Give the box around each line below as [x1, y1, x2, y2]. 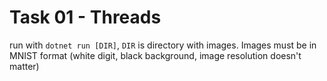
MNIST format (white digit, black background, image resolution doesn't [9, 49, 302, 61]
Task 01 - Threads [9, 6, 162, 29]
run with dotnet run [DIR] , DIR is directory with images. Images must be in [9, 39, 317, 51]
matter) [9, 60, 40, 72]
